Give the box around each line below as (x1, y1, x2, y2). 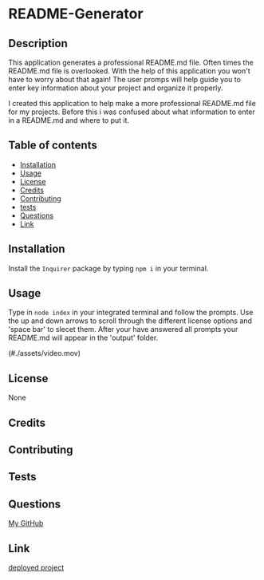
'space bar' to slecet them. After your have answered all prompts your (8, 325, 238, 334)
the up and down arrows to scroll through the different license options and (8, 316, 253, 326)
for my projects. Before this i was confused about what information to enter (8, 107, 255, 116)
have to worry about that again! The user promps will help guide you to (8, 75, 242, 84)
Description (8, 37, 68, 50)
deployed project (8, 563, 65, 573)
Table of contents (8, 139, 97, 152)
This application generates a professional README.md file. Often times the (8, 57, 254, 67)
